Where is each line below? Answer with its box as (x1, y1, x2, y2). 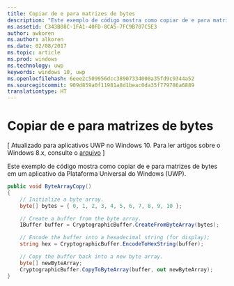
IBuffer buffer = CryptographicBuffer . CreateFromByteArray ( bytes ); (19, 221, 219, 229)
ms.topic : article (7, 50, 61, 57)
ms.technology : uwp (7, 62, 64, 69)
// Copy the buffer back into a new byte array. (19, 253, 164, 260)
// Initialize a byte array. (19, 196, 104, 203)
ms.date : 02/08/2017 (7, 43, 68, 50)
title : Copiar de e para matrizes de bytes (7, 10, 136, 17)
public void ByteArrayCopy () (7, 183, 92, 190)
